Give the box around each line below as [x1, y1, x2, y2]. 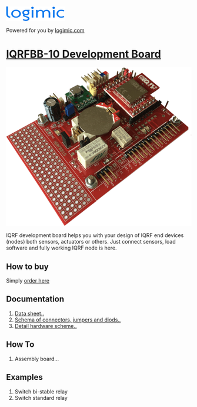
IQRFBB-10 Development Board [6, 48, 162, 61]
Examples [6, 372, 43, 382]
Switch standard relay [14, 394, 68, 401]
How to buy [6, 261, 49, 271]
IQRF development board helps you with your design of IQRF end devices [6, 232, 184, 239]
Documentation [6, 294, 65, 304]
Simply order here [6, 277, 50, 284]
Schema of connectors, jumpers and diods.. [14, 316, 121, 323]
